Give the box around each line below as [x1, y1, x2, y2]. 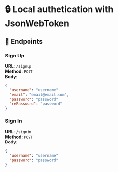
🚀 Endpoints [5, 37, 43, 46]
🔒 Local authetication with [5, 4, 114, 15]
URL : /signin [5, 129, 32, 135]
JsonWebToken [5, 18, 70, 29]
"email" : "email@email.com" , [9, 92, 69, 97]
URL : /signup [5, 63, 32, 69]
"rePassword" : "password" [9, 101, 63, 106]
